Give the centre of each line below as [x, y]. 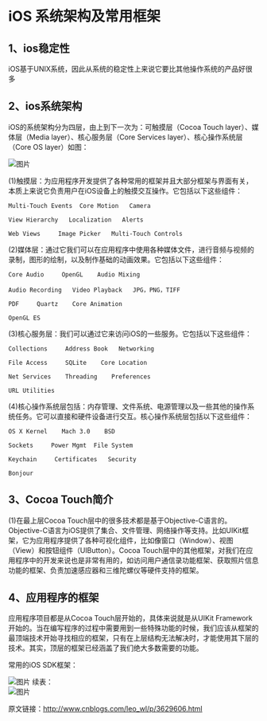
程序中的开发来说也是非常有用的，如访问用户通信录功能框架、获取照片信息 [137, 560]
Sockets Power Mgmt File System [71, 445]
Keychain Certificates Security [72, 459]
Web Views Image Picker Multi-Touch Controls [95, 233]
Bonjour [21, 473]
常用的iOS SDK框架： [43, 665]
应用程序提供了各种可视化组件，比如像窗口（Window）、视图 [134, 540]
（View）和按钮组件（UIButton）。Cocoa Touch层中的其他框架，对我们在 [127, 550]
